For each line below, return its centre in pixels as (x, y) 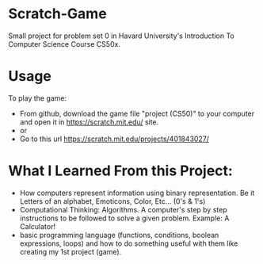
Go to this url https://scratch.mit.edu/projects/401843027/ (114, 139)
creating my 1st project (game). (71, 251)
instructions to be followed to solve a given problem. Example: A (124, 218)
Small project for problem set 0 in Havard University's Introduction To (122, 36)
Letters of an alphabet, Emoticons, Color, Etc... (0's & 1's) (112, 201)
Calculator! (37, 226)
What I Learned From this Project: (121, 171)
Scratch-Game (57, 14)
